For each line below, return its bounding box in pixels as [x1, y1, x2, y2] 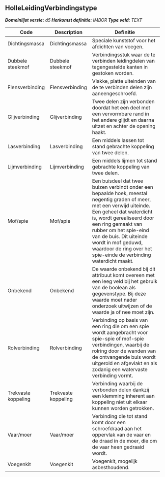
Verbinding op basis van [92, 316, 148, 323]
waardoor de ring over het [92, 245, 152, 252]
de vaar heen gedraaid [92, 443, 144, 450]
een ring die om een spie [92, 323, 149, 330]
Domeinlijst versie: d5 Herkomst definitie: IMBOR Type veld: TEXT [5, 17, 142, 23]
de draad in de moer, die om [92, 437, 157, 444]
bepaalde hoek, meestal [92, 190, 147, 197]
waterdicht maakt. [92, 257, 134, 264]
